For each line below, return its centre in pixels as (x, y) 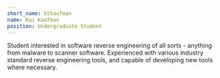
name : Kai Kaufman (33, 20)
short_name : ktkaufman (39, 13)
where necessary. (32, 67)
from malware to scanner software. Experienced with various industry (105, 53)
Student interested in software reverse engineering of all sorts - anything (110, 46)
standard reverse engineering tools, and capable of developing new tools (110, 60)
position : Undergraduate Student (55, 26)
